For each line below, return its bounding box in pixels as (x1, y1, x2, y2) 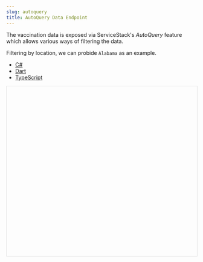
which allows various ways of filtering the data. (6, 37, 124, 45)
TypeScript (14, 74, 43, 81)
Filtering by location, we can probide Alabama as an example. (6, 49, 157, 56)
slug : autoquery (6, 8, 47, 15)
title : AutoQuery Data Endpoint (6, 14, 88, 21)
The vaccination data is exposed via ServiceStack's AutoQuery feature (6, 31, 182, 38)
